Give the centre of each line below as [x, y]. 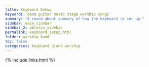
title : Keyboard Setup [28, 10]
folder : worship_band [27, 37]
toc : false [16, 42]
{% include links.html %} [30, 60]
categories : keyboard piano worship [43, 46]
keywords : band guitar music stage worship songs [57, 14]
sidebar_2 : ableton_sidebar [34, 28]
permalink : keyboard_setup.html [38, 32]
